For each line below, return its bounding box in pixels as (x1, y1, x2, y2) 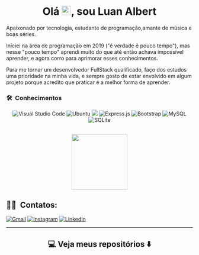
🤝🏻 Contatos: (6, 200, 58, 210)
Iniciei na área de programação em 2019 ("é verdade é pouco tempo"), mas (6, 42, 191, 49)
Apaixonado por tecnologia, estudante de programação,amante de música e (6, 24, 192, 31)
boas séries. (6, 30, 37, 37)
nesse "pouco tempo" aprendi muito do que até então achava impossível (6, 48, 184, 55)
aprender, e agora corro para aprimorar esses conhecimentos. (6, 54, 159, 62)
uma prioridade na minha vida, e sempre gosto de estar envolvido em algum (6, 72, 192, 79)
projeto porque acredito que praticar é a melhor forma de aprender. (6, 79, 171, 86)
